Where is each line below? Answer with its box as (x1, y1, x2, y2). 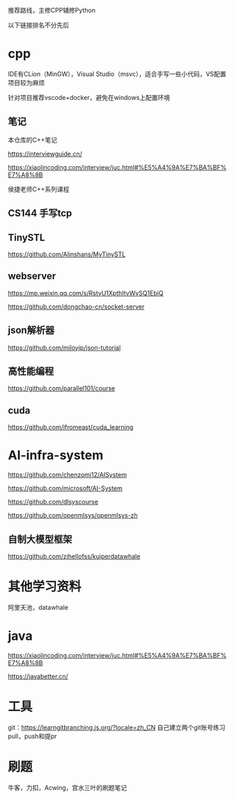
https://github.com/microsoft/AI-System (8, 484, 123, 492)
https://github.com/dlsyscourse (8, 498, 99, 506)
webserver (8, 270, 56, 282)
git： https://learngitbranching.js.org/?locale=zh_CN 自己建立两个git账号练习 (8, 723, 226, 731)
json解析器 (8, 324, 55, 337)
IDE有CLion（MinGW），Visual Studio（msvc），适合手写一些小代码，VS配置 (8, 69, 227, 78)
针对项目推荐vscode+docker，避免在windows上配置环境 (8, 93, 171, 101)
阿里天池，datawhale (8, 603, 69, 611)
